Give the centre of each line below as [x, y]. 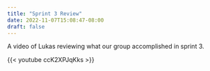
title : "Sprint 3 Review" [45, 14]
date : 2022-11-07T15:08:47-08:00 [56, 20]
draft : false [26, 26]
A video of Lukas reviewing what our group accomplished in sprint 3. [106, 47]
